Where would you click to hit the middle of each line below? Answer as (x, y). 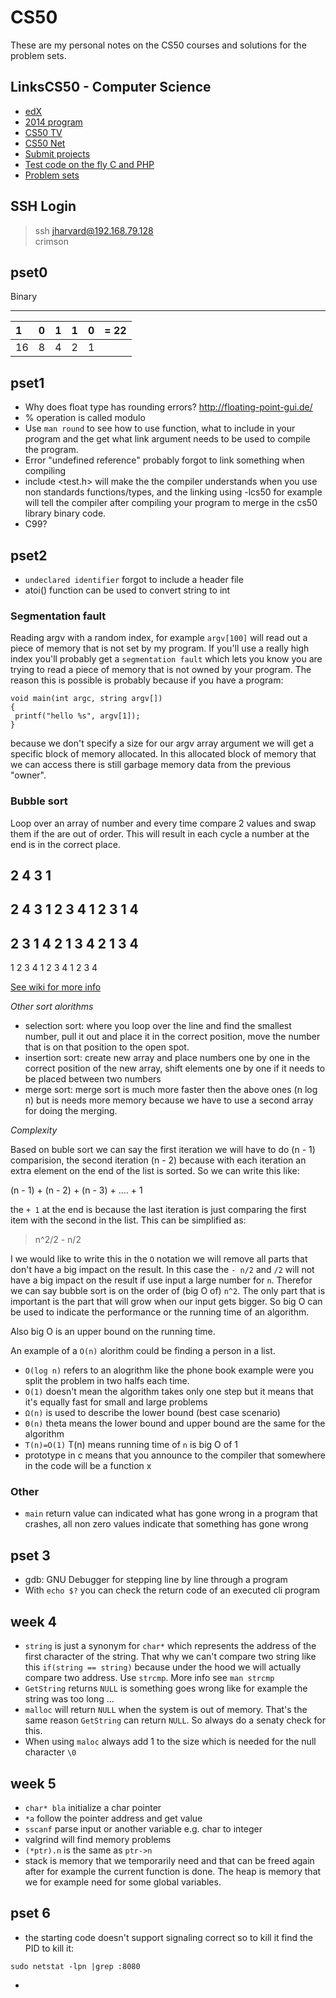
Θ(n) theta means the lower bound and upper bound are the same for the (175, 1423)
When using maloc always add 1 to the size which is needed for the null (170, 1742)
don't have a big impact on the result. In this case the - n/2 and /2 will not (162, 1270)
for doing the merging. (71, 1111)
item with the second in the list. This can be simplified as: (128, 1220)
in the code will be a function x (88, 1466)
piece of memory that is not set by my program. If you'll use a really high (160, 648)
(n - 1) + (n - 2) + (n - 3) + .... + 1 (76, 1190)
